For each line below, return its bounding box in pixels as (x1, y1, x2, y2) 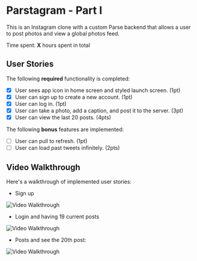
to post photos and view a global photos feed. (6, 29, 120, 37)
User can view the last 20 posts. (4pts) (14, 114, 111, 121)
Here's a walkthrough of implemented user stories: (6, 178, 132, 185)
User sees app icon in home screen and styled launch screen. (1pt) (14, 87, 181, 94)
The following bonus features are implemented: (6, 126, 124, 133)
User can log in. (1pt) (14, 100, 67, 107)
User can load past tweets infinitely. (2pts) (14, 144, 120, 152)
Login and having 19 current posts (14, 213, 100, 220)
